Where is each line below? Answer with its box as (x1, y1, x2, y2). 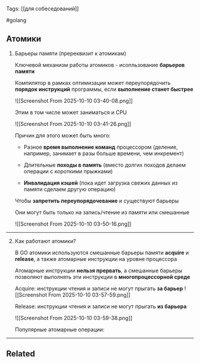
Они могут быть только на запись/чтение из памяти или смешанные (14, 208, 190, 216)
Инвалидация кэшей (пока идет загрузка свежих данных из (23, 179, 178, 186)
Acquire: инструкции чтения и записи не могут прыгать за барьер (14, 285, 183, 292)
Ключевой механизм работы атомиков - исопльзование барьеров (14, 61, 185, 68)
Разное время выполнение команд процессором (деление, (23, 143, 179, 150)
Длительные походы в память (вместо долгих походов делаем (23, 161, 186, 168)
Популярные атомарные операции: (14, 325, 105, 333)
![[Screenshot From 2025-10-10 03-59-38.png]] (14, 314, 133, 321)
